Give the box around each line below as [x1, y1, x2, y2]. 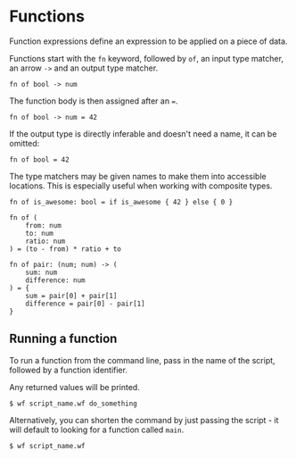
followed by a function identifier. [9, 364, 127, 375]
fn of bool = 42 [9, 154, 70, 164]
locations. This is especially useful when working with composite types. [9, 180, 273, 191]
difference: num [25, 275, 86, 285]
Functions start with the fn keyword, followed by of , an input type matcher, [9, 53, 284, 63]
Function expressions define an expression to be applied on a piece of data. [9, 36, 288, 46]
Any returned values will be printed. [9, 381, 140, 392]
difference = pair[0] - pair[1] [25, 299, 145, 308]
